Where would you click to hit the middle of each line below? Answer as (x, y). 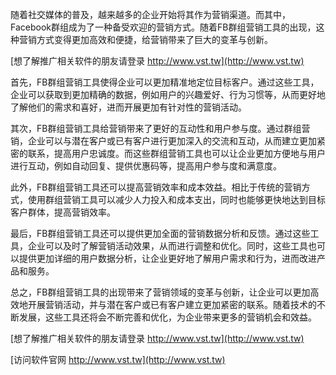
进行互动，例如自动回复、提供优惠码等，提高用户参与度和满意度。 (146, 166)
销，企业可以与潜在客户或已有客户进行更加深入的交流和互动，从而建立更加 (163, 141)
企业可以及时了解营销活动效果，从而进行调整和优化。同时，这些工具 (167, 246)
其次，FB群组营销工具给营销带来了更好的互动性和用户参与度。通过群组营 (160, 128)
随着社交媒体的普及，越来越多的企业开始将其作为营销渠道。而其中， (150, 14)
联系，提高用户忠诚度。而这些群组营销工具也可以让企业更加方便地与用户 (176, 153)
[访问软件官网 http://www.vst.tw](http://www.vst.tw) (118, 359)
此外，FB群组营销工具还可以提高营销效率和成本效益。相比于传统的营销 (156, 187)
